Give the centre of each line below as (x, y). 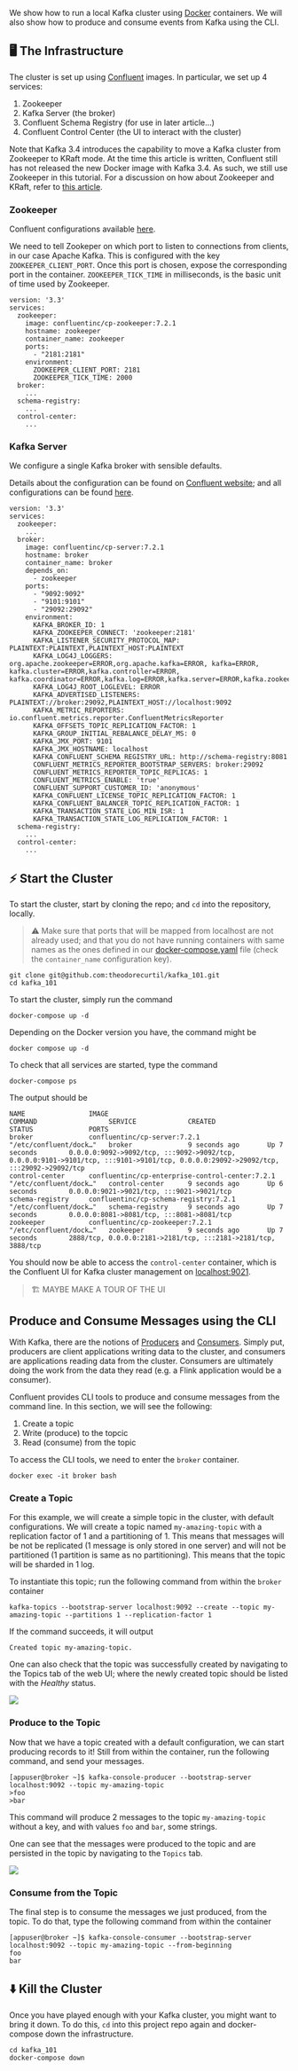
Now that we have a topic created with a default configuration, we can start (147, 1742)
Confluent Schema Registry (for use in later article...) (118, 122)
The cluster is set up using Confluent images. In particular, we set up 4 (138, 77)
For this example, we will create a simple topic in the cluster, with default (142, 1518)
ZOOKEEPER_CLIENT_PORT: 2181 (86, 370)
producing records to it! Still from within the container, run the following (139, 1752)
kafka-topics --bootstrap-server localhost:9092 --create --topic (134, 1608)
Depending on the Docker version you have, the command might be (133, 1032)
